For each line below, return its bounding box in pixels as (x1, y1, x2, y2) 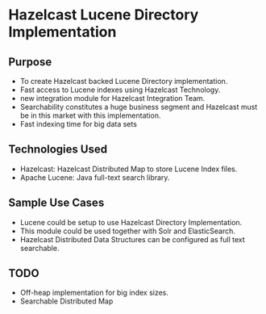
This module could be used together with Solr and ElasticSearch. (19, 226, 236, 236)
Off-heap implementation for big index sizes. (19, 288, 169, 298)
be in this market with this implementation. (19, 111, 161, 120)
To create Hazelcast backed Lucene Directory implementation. (19, 77, 228, 86)
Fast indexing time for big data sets (19, 119, 137, 128)
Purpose (8, 55, 52, 69)
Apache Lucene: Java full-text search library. (19, 172, 170, 182)
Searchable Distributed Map (19, 296, 114, 306)
